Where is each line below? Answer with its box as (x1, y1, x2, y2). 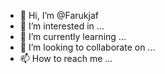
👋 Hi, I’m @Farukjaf (19, 10, 99, 21)
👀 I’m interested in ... (19, 20, 105, 32)
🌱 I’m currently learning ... (19, 31, 127, 42)
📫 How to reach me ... (19, 53, 113, 64)
